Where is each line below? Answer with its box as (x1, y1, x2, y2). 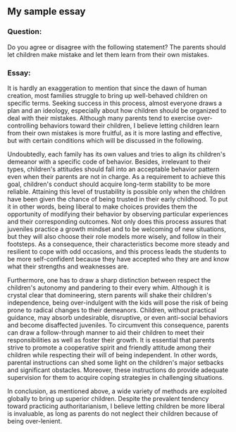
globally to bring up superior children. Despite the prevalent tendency (7, 394, 209, 402)
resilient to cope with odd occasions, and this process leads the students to (7, 247, 227, 256)
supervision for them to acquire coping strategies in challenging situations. (7, 373, 224, 381)
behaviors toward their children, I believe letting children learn (39, 121, 220, 130)
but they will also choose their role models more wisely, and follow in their (7, 232, 222, 240)
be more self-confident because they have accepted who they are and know (7, 254, 230, 263)
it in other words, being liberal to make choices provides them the (7, 202, 197, 211)
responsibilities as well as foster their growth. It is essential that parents (7, 335, 215, 344)
